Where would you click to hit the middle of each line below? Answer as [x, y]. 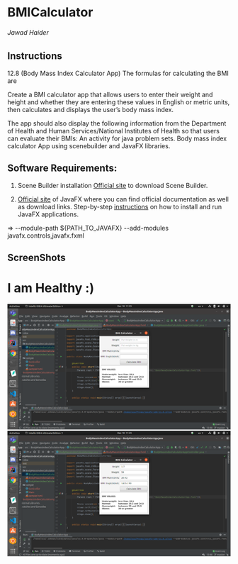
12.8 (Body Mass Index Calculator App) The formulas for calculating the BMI [118, 73]
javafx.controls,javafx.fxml [46, 236]
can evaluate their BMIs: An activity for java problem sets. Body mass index [117, 138]
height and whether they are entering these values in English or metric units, [119, 102]
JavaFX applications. [48, 214]
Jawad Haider [28, 32]
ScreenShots [36, 258]
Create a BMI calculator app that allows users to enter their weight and [110, 94]
